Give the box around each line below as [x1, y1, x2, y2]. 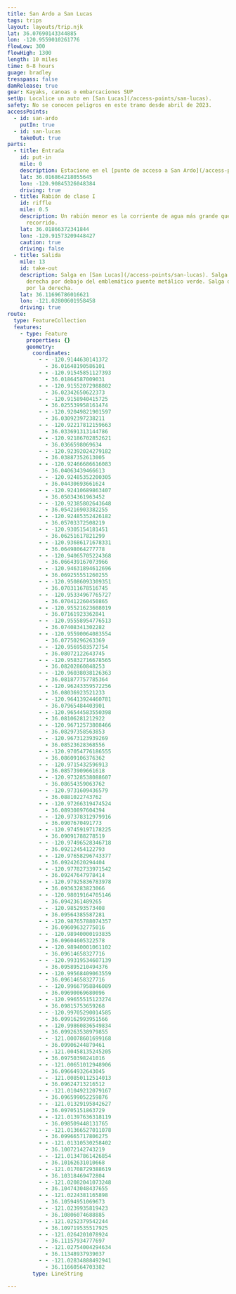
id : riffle [20, 199, 52, 207]
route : [7, 310, 27, 318]
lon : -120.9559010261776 [7, 37, 80, 44]
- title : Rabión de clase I [13, 193, 96, 200]
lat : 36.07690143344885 [7, 29, 77, 37]
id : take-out [20, 265, 58, 272]
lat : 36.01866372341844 [20, 225, 90, 232]
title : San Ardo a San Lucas [7, 10, 93, 18]
